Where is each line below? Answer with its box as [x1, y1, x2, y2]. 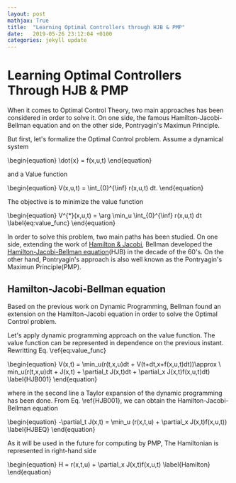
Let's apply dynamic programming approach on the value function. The [7, 331, 215, 340]
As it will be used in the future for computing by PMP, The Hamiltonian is [7, 438, 219, 447]
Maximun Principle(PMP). [7, 263, 82, 271]
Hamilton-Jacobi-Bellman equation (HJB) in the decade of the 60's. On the [7, 248, 225, 256]
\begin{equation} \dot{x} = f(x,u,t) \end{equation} [7, 156, 152, 165]
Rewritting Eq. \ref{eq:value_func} [7, 346, 106, 354]
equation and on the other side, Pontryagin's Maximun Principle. [32, 121, 220, 130]
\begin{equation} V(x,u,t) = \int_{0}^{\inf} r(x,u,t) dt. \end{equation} [7, 184, 204, 192]
